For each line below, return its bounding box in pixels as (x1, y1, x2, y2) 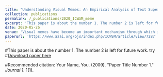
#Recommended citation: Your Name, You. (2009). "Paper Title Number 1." (5, 62, 154, 68)
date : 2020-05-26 (5, 25, 40, 30)
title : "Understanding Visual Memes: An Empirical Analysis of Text (5, 7, 147, 12)
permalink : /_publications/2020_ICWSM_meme (5, 16, 95, 21)
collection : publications (5, 12, 57, 16)
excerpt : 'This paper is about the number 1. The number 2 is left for (5, 20, 153, 26)
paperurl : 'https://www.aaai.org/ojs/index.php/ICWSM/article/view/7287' (5, 34, 158, 39)
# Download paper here (5, 52, 51, 58)
